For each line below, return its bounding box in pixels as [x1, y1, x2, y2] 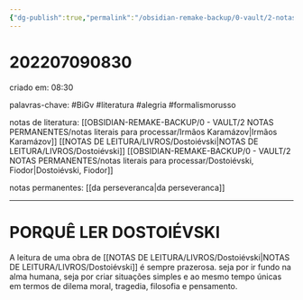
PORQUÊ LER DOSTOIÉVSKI [9, 222, 221, 242]
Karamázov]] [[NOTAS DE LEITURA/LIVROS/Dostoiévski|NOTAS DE [9, 136, 259, 147]
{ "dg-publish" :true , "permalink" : [9, 13, 135, 23]
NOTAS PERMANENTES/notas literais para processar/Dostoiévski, [9, 155, 254, 166]
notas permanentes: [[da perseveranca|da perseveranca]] [9, 182, 225, 193]
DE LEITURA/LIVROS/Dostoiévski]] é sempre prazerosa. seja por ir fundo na [9, 261, 291, 272]
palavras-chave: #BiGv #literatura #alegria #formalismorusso [9, 99, 236, 110]
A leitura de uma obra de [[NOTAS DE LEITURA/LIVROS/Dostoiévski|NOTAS [9, 251, 290, 262]
